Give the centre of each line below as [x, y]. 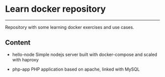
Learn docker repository [55, 9]
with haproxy [25, 59]
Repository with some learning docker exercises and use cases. [69, 27]
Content [18, 43]
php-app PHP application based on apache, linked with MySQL [76, 69]
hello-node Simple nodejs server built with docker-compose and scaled [84, 54]
